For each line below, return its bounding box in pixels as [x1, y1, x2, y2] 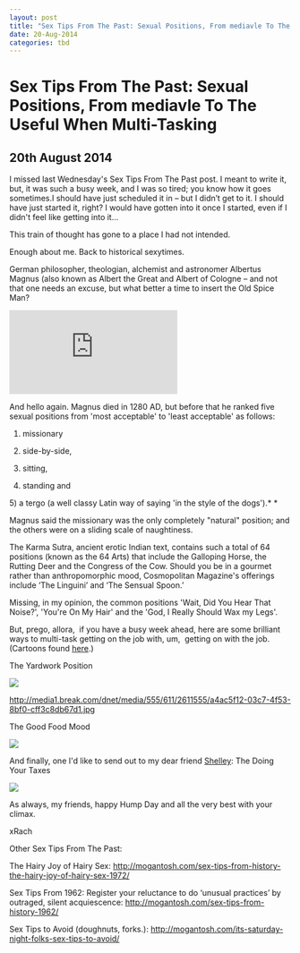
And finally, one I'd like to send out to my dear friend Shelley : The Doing [9, 755, 275, 766]
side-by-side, [21, 446, 73, 456]
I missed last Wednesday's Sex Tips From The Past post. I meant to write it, [9, 174, 287, 184]
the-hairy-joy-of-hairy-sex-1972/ [9, 870, 130, 881]
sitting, [21, 463, 48, 474]
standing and [21, 481, 72, 491]
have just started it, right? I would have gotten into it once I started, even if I [9, 202, 287, 213]
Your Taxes [9, 765, 51, 776]
